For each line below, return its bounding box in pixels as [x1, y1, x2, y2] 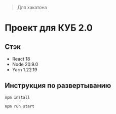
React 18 [12, 56, 30, 62]
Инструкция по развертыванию [5, 81, 111, 90]
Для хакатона [17, 5, 47, 10]
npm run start [5, 104, 35, 109]
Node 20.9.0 [12, 61, 38, 67]
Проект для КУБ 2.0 [5, 22, 93, 34]
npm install [5, 95, 30, 100]
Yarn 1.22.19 [12, 67, 37, 73]
